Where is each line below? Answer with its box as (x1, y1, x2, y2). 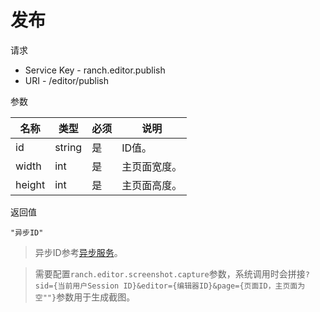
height (15, 177, 46, 191)
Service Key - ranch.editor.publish (24, 64, 166, 76)
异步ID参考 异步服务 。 (34, 246, 123, 258)
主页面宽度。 (121, 159, 183, 173)
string (54, 140, 83, 154)
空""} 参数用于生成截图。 (34, 291, 136, 303)
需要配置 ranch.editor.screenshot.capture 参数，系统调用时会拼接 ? (34, 267, 310, 280)
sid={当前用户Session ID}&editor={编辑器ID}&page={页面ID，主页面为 (34, 281, 306, 291)
